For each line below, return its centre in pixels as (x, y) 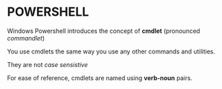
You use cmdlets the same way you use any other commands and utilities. (111, 51)
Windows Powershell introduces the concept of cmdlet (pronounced (103, 31)
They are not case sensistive (47, 64)
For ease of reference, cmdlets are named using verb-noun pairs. (100, 78)
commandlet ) (26, 38)
